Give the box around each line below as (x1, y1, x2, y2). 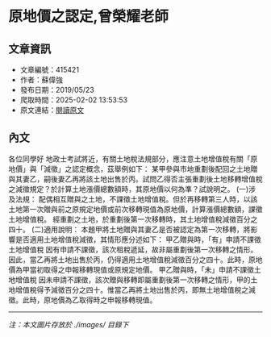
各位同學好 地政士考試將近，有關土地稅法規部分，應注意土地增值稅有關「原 (8, 154, 258, 164)
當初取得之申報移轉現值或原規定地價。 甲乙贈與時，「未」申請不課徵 (29, 264, 254, 274)
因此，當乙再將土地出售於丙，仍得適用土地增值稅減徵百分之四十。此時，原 (8, 255, 256, 264)
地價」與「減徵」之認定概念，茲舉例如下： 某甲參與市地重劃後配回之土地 (8, 164, 251, 173)
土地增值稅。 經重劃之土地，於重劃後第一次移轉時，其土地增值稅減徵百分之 (8, 214, 258, 224)
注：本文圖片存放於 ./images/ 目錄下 (8, 319, 129, 329)
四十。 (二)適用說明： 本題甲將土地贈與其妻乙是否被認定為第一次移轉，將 (8, 224, 252, 234)
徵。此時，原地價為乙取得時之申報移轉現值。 (8, 295, 157, 305)
